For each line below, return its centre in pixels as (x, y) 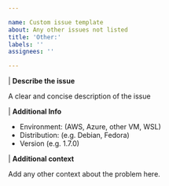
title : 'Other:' (35, 37)
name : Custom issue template (56, 22)
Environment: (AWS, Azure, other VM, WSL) (90, 127)
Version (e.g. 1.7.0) (50, 143)
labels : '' (26, 44)
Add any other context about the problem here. (84, 174)
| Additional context (41, 159)
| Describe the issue (42, 81)
